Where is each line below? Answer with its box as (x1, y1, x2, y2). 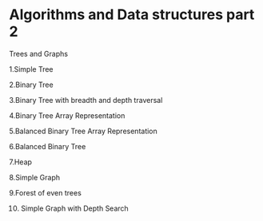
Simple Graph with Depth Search (20, 203, 129, 213)
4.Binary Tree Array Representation (9, 110, 126, 120)
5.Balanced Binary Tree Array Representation (9, 126, 158, 136)
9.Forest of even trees (9, 187, 82, 197)
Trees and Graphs (9, 49, 69, 58)
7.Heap (9, 157, 33, 167)
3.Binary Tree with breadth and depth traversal (9, 95, 163, 105)
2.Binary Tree (9, 80, 54, 89)
